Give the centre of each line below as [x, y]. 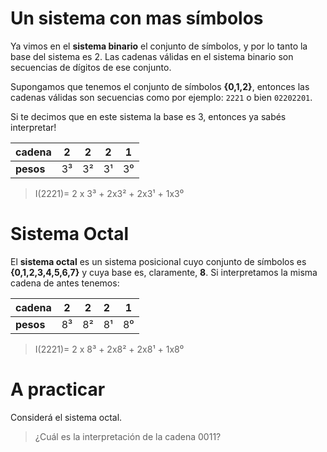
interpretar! [33, 127]
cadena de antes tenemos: [65, 283]
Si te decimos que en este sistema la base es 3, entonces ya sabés [148, 116]
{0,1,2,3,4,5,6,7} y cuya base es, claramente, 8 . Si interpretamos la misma [164, 272]
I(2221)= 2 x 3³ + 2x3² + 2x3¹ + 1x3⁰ [109, 193]
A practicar [58, 389]
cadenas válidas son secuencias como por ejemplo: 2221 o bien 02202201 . [161, 97]
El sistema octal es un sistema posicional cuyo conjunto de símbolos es [158, 261]
